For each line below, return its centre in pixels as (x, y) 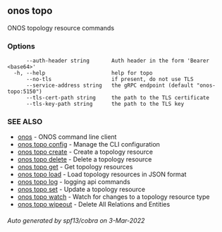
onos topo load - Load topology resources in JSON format (102, 174)
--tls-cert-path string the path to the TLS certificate (118, 98)
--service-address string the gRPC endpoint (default (110, 86)
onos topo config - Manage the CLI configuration (89, 145)
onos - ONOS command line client (67, 137)
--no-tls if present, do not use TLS (110, 80)
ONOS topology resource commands (61, 28)
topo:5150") (25, 92)
